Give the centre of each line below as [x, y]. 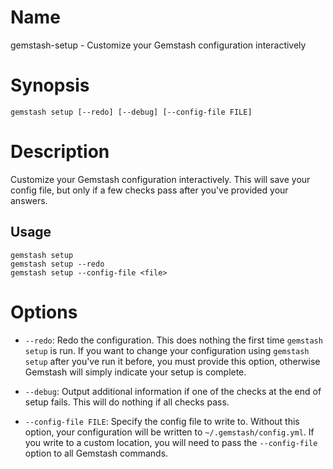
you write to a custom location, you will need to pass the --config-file [171, 442]
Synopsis [50, 85]
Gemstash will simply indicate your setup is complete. [135, 372]
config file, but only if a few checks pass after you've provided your [149, 190]
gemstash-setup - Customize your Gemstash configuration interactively [158, 45]
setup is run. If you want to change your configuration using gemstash [167, 350]
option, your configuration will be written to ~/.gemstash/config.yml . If [169, 432]
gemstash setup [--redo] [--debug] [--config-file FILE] [131, 112]
